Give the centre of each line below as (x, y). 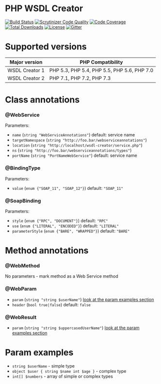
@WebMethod (23, 266)
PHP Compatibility (101, 62)
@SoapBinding (23, 200)
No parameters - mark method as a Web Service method (62, 276)
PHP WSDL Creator (44, 8)
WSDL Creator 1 (26, 70)
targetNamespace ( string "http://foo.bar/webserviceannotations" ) (79, 140)
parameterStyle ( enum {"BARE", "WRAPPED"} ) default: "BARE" (71, 231)
